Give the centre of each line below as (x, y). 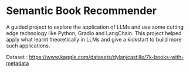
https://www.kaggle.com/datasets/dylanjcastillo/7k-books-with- (106, 57)
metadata (18, 63)
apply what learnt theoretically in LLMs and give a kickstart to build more (94, 39)
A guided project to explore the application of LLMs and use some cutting (95, 27)
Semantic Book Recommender (82, 11)
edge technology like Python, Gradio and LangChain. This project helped (94, 33)
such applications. (28, 46)
